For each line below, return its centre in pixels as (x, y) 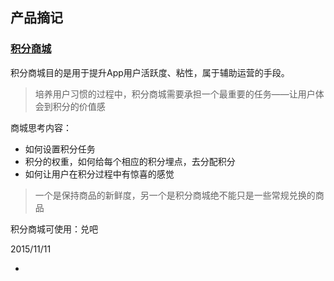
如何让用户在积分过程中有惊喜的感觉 (99, 174)
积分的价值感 (79, 106)
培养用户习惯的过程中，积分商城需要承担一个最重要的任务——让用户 (175, 94)
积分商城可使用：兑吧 (54, 229)
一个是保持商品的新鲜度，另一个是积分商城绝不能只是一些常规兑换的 (175, 195)
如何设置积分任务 (60, 149)
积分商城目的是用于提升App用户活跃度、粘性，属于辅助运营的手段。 (150, 72)
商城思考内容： (41, 127)
